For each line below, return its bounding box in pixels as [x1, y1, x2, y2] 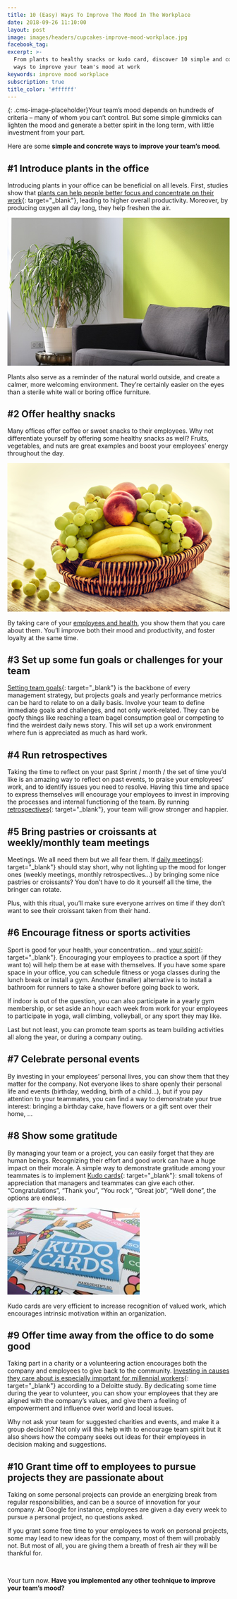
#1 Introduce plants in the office [7, 162, 150, 174]
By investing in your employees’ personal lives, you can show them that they [7, 1072, 229, 1080]
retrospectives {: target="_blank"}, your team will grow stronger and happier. [7, 805, 229, 814]
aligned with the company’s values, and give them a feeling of [7, 1397, 187, 1405]
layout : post [7, 26, 46, 33]
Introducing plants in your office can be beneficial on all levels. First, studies [7, 181, 229, 190]
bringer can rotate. [7, 886, 62, 894]
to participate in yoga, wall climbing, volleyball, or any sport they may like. [7, 1012, 222, 1020]
